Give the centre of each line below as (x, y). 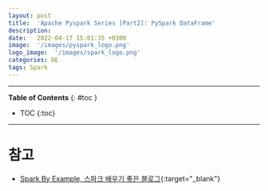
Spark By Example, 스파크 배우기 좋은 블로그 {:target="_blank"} (120, 178)
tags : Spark (28, 68)
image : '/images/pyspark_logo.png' (69, 45)
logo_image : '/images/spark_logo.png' (75, 53)
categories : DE (33, 60)
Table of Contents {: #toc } (53, 97)
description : (30, 30)
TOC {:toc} (37, 113)
